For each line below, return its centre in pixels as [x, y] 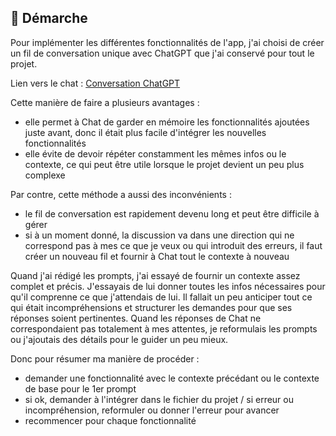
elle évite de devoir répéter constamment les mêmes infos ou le [155, 153]
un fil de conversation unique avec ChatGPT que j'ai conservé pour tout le [162, 53]
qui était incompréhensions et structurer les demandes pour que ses [151, 307]
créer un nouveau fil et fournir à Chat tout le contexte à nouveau [157, 256]
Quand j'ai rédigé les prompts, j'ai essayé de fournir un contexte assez [155, 275]
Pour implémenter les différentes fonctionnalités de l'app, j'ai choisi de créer [167, 42]
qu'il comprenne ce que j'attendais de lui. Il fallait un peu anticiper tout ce [161, 297]
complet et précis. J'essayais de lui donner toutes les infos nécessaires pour [168, 286]
